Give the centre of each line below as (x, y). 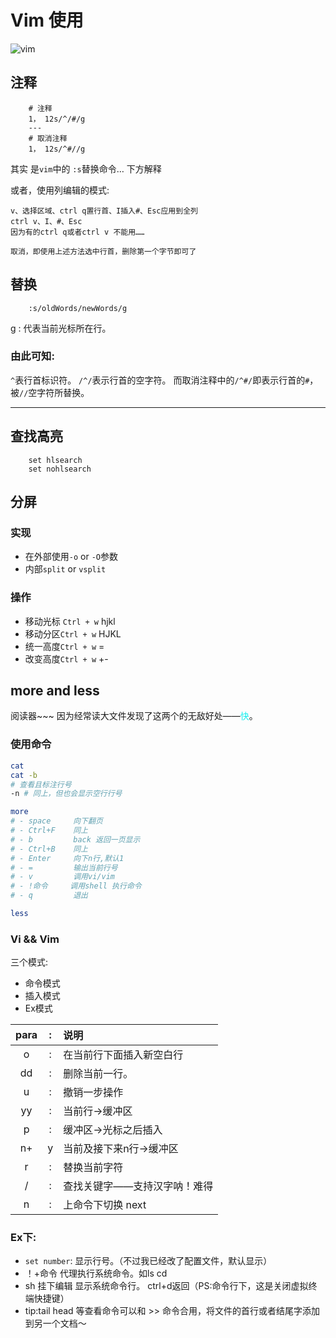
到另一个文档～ (55, 1323)
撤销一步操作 (93, 1093)
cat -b (24, 775)
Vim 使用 (47, 20)
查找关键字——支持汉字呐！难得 (138, 1186)
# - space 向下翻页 (56, 821)
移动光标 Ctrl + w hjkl (70, 621)
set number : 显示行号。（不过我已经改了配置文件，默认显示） (148, 1261)
